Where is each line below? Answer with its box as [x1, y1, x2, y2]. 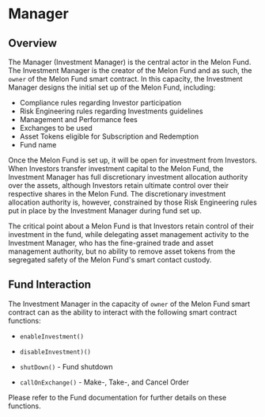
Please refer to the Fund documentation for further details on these [8, 392, 227, 402]
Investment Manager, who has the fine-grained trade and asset [8, 239, 214, 247]
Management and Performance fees [19, 115, 138, 124]
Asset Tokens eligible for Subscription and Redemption [19, 132, 199, 141]
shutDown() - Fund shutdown [19, 362, 113, 371]
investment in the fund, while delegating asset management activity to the [8, 230, 249, 239]
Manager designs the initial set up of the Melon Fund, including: [8, 82, 216, 92]
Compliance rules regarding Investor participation [19, 98, 182, 107]
